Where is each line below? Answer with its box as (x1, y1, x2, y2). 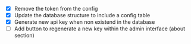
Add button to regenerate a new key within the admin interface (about (14, 25, 186, 32)
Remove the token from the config (14, 5, 98, 12)
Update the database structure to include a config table (14, 12, 151, 19)
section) (14, 32, 35, 39)
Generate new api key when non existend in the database (14, 18, 155, 26)
